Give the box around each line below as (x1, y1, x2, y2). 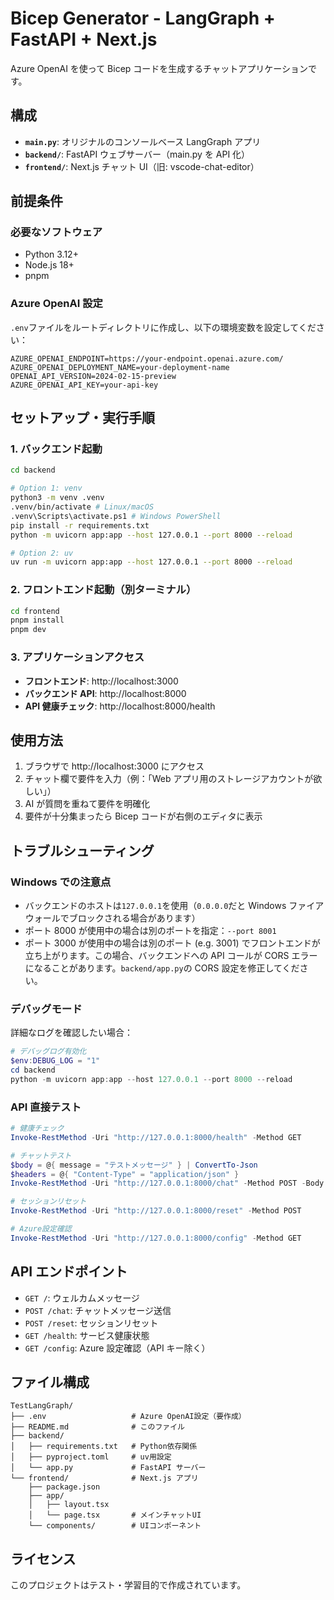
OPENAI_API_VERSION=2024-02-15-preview (10, 371, 177, 381)
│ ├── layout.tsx (28, 1500, 110, 1510)
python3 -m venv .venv (10, 493, 105, 503)
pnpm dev (10, 625, 47, 635)
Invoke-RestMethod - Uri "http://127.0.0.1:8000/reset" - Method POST (10, 1206, 302, 1216)
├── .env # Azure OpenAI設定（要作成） (10, 1412, 247, 1422)
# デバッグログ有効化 (10, 1047, 87, 1057)
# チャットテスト (10, 1150, 72, 1161)
